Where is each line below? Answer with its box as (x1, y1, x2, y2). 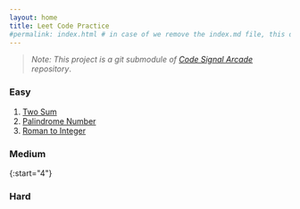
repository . (30, 63, 71, 74)
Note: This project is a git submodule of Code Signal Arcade (30, 54, 254, 65)
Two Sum (21, 106, 58, 117)
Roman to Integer (21, 125, 87, 136)
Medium (9, 147, 46, 160)
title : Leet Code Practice (9, 21, 110, 30)
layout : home (9, 13, 58, 22)
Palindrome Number (21, 115, 96, 126)
